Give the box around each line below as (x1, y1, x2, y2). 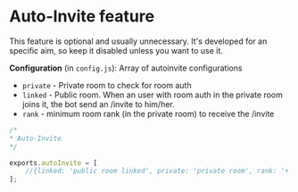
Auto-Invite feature (9, 6, 154, 27)
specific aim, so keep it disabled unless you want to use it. (9, 45, 223, 55)
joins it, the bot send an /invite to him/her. (21, 98, 176, 109)
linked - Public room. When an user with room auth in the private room (21, 89, 284, 100)
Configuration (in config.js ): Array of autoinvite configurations (9, 63, 243, 73)
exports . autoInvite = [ (9, 158, 98, 167)
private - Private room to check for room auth (21, 79, 192, 90)
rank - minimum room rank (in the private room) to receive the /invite (21, 108, 275, 119)
